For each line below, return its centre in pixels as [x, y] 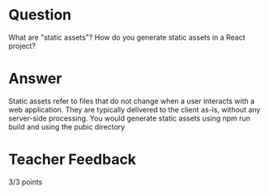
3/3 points [26, 182]
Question [40, 15]
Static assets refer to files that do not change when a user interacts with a [132, 101]
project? [22, 45]
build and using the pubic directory [67, 126]
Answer [35, 79]
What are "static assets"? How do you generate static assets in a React [127, 37]
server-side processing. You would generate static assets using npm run [130, 118]
